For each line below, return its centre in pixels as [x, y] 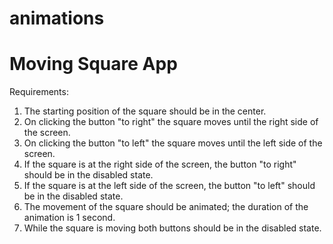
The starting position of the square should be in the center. [145, 111]
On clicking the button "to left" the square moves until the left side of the [173, 143]
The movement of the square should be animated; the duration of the [166, 207]
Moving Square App [93, 64]
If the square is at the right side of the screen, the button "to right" [160, 164]
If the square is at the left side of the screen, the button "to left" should [169, 186]
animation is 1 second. [69, 218]
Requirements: [39, 92]
